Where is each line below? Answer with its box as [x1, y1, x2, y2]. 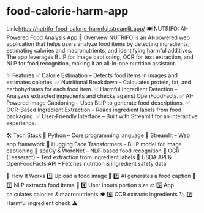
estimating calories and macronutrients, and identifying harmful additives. [6, 47, 193, 54]
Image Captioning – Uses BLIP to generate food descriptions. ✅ [30, 99, 191, 106]
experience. [6, 119, 37, 127]
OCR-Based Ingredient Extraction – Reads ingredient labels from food [6, 106, 182, 113]
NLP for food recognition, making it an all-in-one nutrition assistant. [6, 59, 176, 67]
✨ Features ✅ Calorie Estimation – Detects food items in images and [6, 72, 178, 79]
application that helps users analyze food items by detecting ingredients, [6, 40, 190, 47]
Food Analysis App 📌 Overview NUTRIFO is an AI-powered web [30, 34, 190, 41]
